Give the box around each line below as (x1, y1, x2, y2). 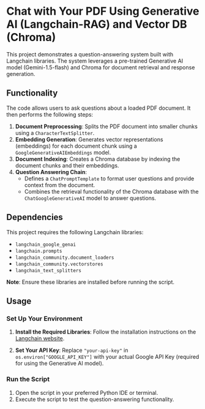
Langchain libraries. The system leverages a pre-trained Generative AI (6, 57, 184, 64)
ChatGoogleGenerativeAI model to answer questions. (24, 194, 157, 202)
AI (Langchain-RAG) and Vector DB (6, 17, 188, 31)
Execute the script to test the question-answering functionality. (15, 396, 174, 403)
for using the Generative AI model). (15, 360, 104, 367)
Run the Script (6, 375, 50, 384)
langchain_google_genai (15, 241, 76, 248)
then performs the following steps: (6, 110, 94, 118)
